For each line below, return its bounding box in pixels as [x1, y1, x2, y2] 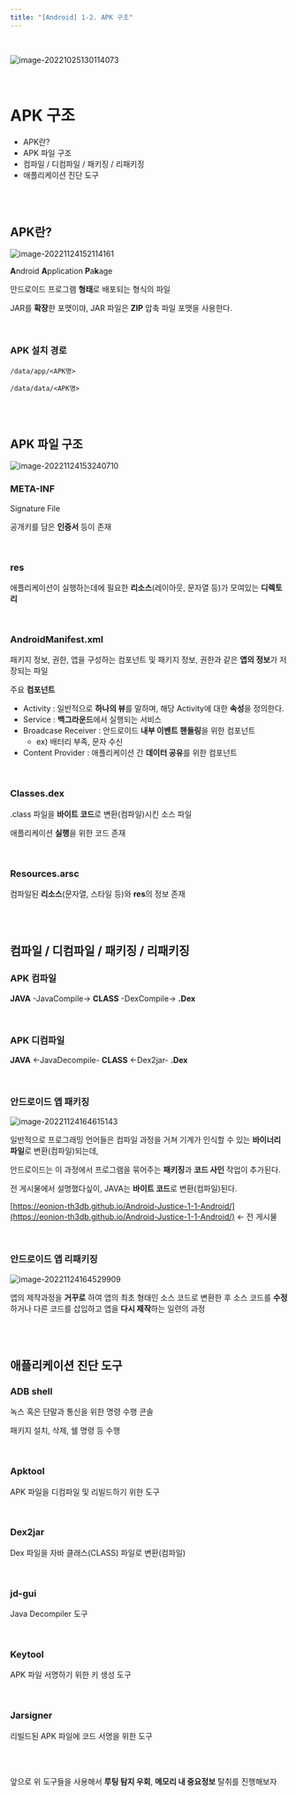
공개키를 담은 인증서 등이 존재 [10, 521, 112, 532]
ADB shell [10, 1385, 53, 1397]
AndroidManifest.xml [10, 633, 104, 645]
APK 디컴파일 [10, 1034, 65, 1046]
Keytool [10, 1649, 45, 1661]
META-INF [10, 483, 56, 495]
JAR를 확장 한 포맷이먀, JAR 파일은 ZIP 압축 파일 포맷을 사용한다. [10, 303, 232, 314]
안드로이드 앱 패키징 [10, 1095, 90, 1107]
